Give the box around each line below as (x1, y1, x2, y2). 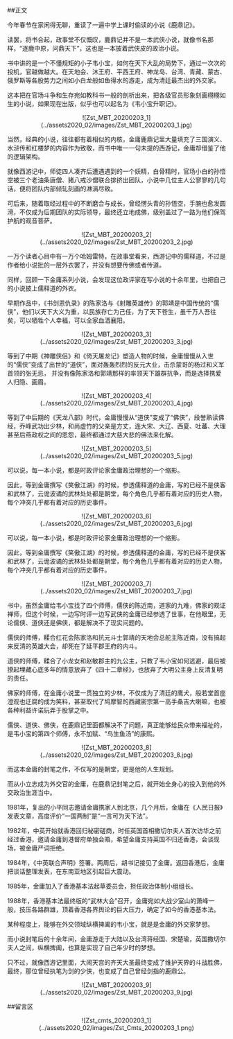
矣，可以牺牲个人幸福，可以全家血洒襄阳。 (7, 316, 129, 324)
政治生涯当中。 (12, 789, 56, 796)
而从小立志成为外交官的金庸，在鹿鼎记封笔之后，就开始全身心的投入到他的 (7, 780, 220, 788)
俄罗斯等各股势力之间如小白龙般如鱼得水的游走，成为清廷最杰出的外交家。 (7, 76, 220, 85)
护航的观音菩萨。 (7, 217, 56, 225)
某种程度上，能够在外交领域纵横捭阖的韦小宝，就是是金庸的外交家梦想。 (7, 920, 214, 928)
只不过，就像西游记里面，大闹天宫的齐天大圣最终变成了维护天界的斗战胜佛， (7, 959, 226, 966)
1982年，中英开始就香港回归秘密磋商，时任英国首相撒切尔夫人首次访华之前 (7, 827, 222, 835)
